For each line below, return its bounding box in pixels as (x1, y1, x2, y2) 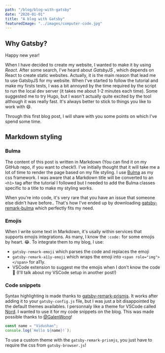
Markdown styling (5, 133, 63, 141)
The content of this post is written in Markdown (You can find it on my (5, 159, 147, 165)
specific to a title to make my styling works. (5, 185, 93, 191)
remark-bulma (5, 205, 34, 211)
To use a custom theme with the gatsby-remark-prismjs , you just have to (5, 337, 153, 343)
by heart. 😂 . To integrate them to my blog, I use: (5, 239, 104, 245)
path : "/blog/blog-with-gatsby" (5, 7, 71, 12)
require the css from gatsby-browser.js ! (5, 342, 86, 348)
